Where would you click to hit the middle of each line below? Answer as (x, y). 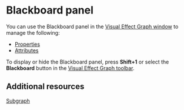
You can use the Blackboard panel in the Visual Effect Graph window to (92, 26)
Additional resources (45, 87)
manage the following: (33, 32)
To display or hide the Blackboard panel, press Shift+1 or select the (88, 62)
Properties (27, 44)
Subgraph (18, 101)
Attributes (26, 50)
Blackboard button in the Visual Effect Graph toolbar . (70, 68)
